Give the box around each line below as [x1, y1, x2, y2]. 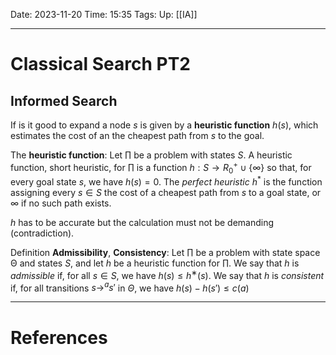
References [10, 326, 108, 349]
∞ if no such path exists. [10, 197, 112, 209]
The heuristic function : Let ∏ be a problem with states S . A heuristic [10, 149, 293, 161]
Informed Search [10, 92, 118, 109]
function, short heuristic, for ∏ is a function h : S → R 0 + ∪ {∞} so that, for [10, 160, 312, 176]
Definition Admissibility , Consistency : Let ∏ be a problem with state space [10, 247, 321, 259]
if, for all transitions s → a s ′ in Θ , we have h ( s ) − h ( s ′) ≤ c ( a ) [10, 280, 250, 294]
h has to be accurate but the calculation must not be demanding [10, 217, 275, 229]
